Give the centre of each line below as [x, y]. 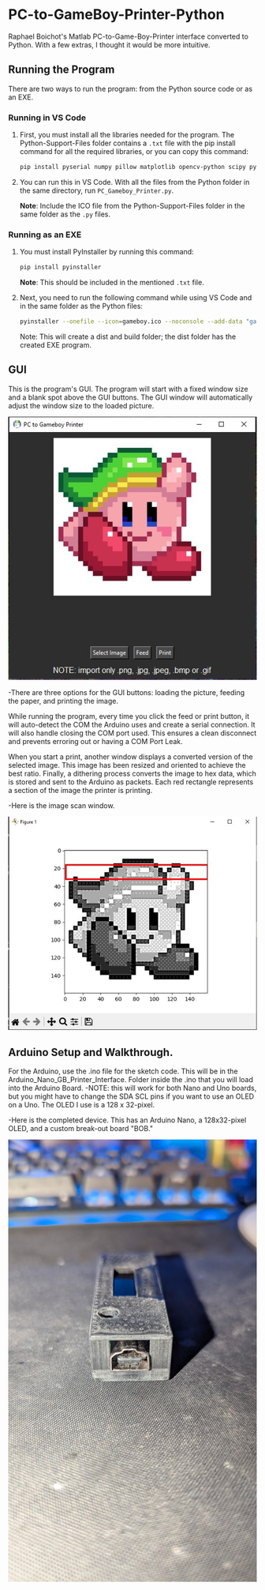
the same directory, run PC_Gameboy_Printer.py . [97, 190]
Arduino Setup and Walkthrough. [91, 1052]
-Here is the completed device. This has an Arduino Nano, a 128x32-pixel [127, 1120]
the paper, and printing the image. [63, 701]
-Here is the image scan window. [62, 805]
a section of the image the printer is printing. [80, 790]
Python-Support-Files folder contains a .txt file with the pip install [127, 143]
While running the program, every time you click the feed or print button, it [129, 716]
